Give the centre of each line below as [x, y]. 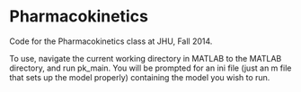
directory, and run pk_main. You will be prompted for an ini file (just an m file [150, 68]
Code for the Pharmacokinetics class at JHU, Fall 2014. [111, 41]
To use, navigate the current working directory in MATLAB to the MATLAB [146, 58]
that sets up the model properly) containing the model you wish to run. [140, 77]
